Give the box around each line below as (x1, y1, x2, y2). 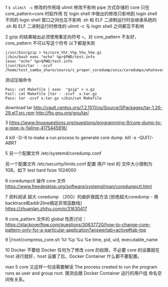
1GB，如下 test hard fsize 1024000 (5, 167, 76, 173)
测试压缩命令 (5, 77, 31, 83)
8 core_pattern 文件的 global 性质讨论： (5, 216, 87, 222)
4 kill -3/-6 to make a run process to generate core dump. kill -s (5, 135, 136, 140)
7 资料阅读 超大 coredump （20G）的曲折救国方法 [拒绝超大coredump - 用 (5, 194, 158, 199)
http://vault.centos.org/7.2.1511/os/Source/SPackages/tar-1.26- (33, 105, 162, 110)
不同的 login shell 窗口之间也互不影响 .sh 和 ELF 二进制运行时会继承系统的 (5, 17, 157, 23)
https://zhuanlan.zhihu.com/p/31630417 (5, 206, 87, 211)
